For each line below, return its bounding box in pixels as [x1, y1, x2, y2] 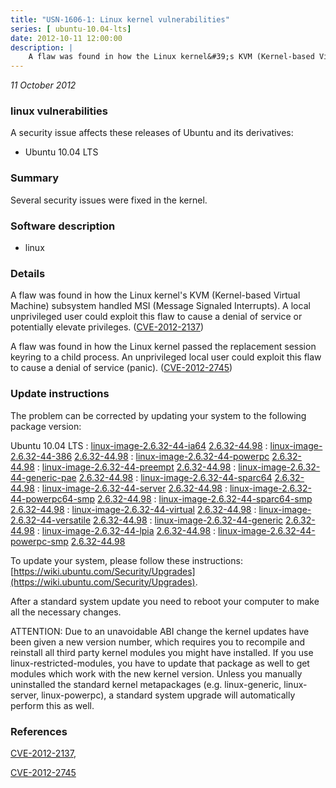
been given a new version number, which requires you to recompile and [10, 636, 306, 648]
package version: [10, 420, 82, 432]
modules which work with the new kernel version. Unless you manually [10, 667, 303, 680]
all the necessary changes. [10, 606, 122, 618]
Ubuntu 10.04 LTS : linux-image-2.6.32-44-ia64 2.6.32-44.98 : [10, 439, 268, 451]
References [10, 724, 68, 738]
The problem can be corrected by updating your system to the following [10, 409, 307, 421]
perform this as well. [10, 699, 95, 711]
